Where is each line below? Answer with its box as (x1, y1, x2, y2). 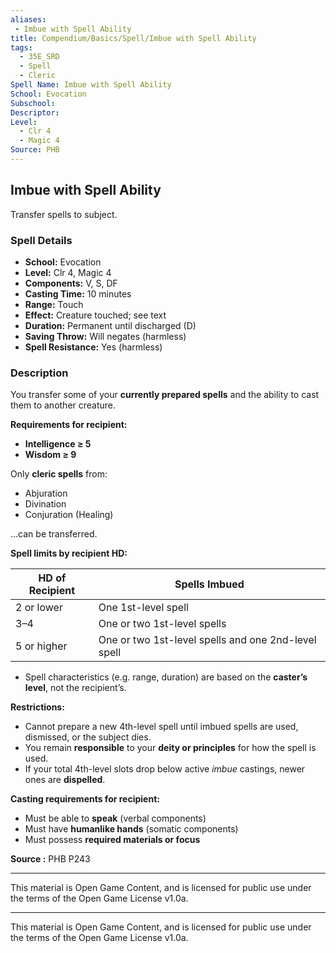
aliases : (10, 14, 47, 25)
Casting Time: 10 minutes (24, 287, 132, 300)
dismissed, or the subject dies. (24, 731, 152, 743)
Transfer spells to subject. (10, 208, 118, 220)
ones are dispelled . (24, 774, 106, 786)
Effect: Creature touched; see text (24, 309, 167, 321)
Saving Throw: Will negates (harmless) (24, 330, 187, 342)
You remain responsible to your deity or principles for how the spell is (24, 742, 317, 754)
